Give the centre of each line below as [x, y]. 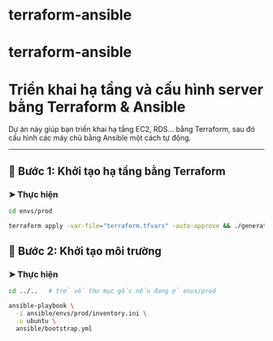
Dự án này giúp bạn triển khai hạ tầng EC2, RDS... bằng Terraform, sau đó [132, 129]
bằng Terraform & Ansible [97, 107]
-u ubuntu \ [36, 321]
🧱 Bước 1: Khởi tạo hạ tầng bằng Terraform [117, 171]
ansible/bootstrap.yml [54, 328]
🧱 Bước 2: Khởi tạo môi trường [85, 251]
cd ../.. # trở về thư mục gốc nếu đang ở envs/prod [113, 291]
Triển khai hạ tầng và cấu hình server [136, 89]
